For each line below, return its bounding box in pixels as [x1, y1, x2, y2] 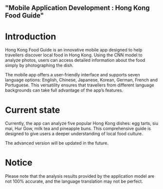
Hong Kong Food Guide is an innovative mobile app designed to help [5, 47, 143, 53]
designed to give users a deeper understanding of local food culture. [5, 131, 143, 137]
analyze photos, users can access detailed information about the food [5, 57, 145, 63]
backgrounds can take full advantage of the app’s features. [5, 87, 123, 93]
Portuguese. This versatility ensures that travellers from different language [5, 82, 154, 88]
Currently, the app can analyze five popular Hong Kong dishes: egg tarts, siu [5, 120, 159, 126]
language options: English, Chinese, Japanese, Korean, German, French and [5, 77, 158, 83]
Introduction [5, 31, 56, 42]
